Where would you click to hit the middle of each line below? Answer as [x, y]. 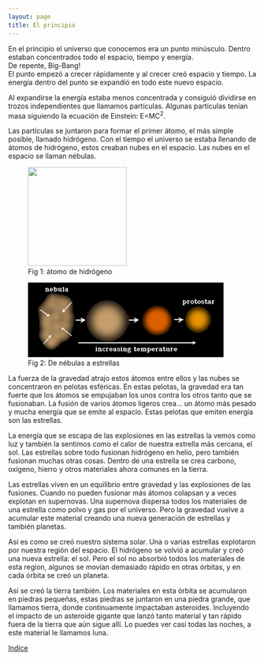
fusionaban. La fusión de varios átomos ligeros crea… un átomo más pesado [132, 404]
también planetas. [37, 526]
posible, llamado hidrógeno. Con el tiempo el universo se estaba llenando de [132, 139]
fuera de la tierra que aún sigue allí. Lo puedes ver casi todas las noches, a [130, 624]
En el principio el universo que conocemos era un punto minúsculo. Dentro [129, 48]
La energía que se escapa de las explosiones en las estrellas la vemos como [132, 436]
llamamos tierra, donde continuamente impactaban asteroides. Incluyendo [129, 608]
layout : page [30, 17]
